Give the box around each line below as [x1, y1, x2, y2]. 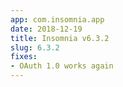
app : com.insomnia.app [10, 14, 105, 25]
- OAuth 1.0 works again [10, 61, 114, 71]
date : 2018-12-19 [10, 24, 83, 34]
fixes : [10, 52, 38, 62]
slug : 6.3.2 [10, 42, 60, 53]
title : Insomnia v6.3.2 [10, 33, 110, 43]
